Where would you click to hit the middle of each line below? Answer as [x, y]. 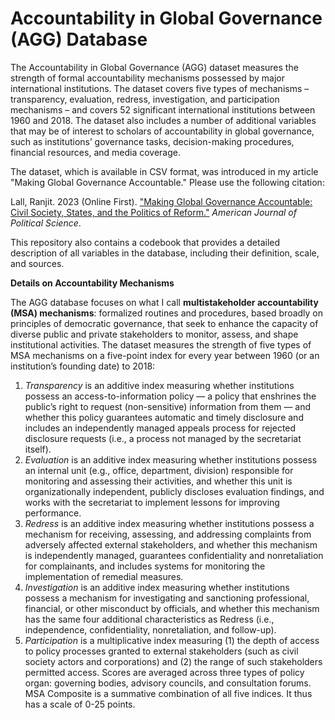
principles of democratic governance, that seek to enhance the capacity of [164, 323]
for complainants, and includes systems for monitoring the [145, 566]
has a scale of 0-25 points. [80, 704]
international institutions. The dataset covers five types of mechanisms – [160, 88]
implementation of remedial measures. [104, 576]
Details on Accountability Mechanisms [92, 283]
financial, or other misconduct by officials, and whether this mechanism [172, 608]
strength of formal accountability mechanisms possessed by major [148, 78]
